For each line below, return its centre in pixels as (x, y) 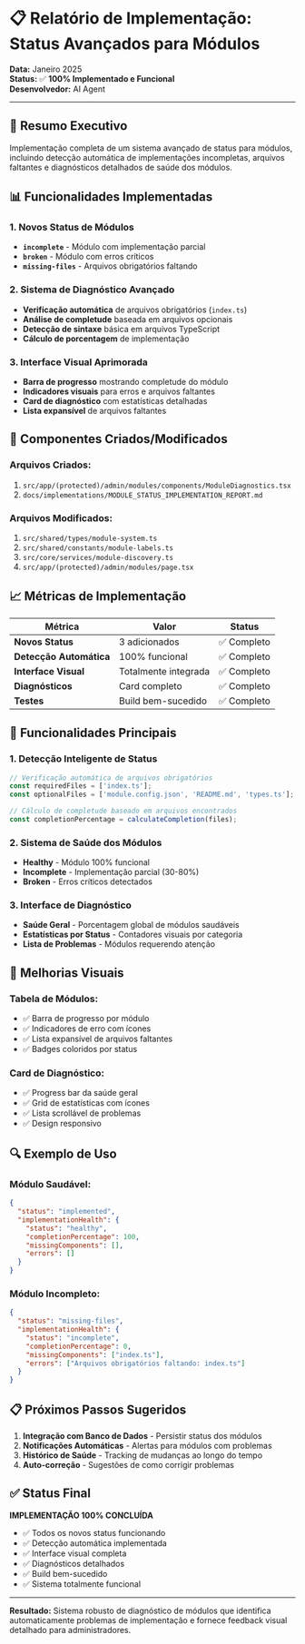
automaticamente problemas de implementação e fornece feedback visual (148, 1620)
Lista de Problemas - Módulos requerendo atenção (119, 944)
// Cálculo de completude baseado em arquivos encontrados (123, 811)
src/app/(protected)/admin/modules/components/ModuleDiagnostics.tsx (157, 486)
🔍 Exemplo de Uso (63, 1153)
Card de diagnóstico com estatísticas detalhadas (115, 401)
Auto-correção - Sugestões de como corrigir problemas (128, 1465)
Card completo (151, 685)
